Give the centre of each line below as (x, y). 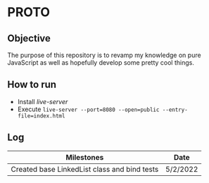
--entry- (175, 110)
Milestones (85, 157)
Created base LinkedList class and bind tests (85, 169)
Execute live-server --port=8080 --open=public (88, 109)
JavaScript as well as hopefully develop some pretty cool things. (101, 63)
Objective (29, 38)
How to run (32, 85)
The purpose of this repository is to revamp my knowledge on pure (104, 55)
